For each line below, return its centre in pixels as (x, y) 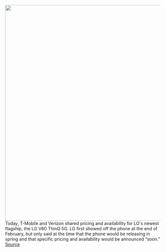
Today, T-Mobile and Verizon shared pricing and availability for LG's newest (82, 223)
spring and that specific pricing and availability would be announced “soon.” (83, 239)
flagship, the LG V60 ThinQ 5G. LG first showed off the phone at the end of (81, 229)
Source (12, 244)
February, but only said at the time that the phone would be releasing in (78, 234)
